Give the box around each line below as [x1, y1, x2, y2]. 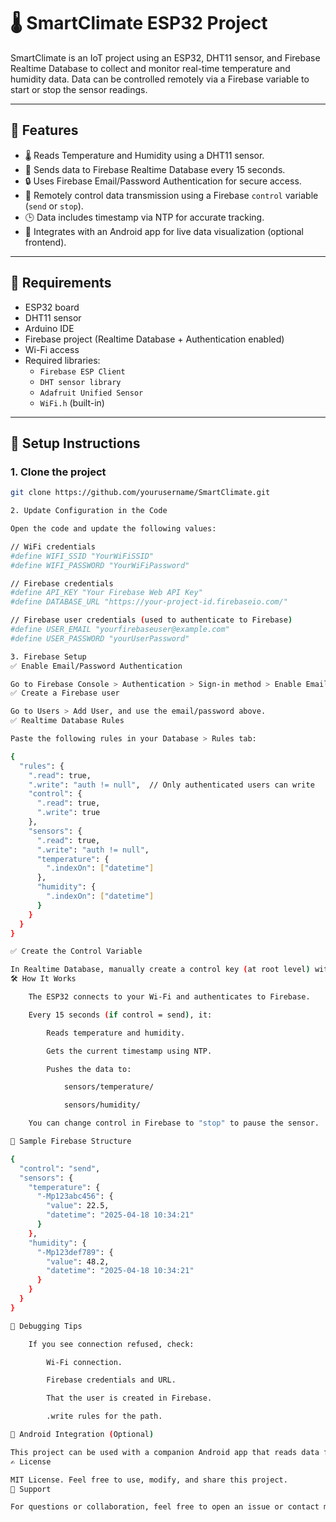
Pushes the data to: [46, 1064, 132, 1074]
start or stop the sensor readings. [10, 83, 148, 95]
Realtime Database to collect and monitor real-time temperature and [10, 62, 291, 74]
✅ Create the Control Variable [10, 946, 143, 957]
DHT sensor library [39, 377, 122, 387]
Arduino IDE [24, 322, 75, 334]
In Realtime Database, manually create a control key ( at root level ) [10, 965, 311, 975]
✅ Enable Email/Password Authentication [10, 661, 183, 671]
